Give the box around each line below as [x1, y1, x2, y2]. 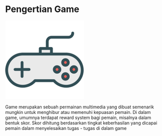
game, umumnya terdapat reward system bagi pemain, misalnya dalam [5, 114, 151, 120]
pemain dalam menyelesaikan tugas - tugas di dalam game [5, 125, 127, 131]
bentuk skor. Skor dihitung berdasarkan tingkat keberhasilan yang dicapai [5, 119, 157, 126]
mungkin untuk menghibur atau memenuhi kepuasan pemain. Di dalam [5, 109, 151, 115]
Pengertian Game [5, 4, 80, 15]
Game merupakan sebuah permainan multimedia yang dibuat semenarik [5, 104, 154, 110]
